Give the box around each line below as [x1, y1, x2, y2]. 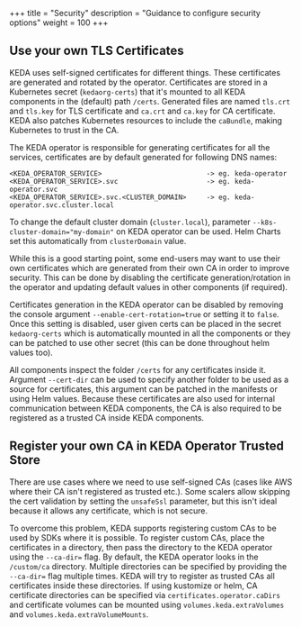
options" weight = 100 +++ [9, 17, 109, 28]
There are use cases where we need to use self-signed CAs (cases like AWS [9, 477, 293, 487]
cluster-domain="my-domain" [9, 227, 115, 237]
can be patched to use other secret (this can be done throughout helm [9, 337, 270, 348]
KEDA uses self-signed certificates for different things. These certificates [9, 67, 281, 77]
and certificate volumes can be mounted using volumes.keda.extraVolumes [9, 599, 285, 610]
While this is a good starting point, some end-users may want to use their [9, 252, 281, 264]
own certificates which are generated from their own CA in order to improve [9, 262, 290, 273]
